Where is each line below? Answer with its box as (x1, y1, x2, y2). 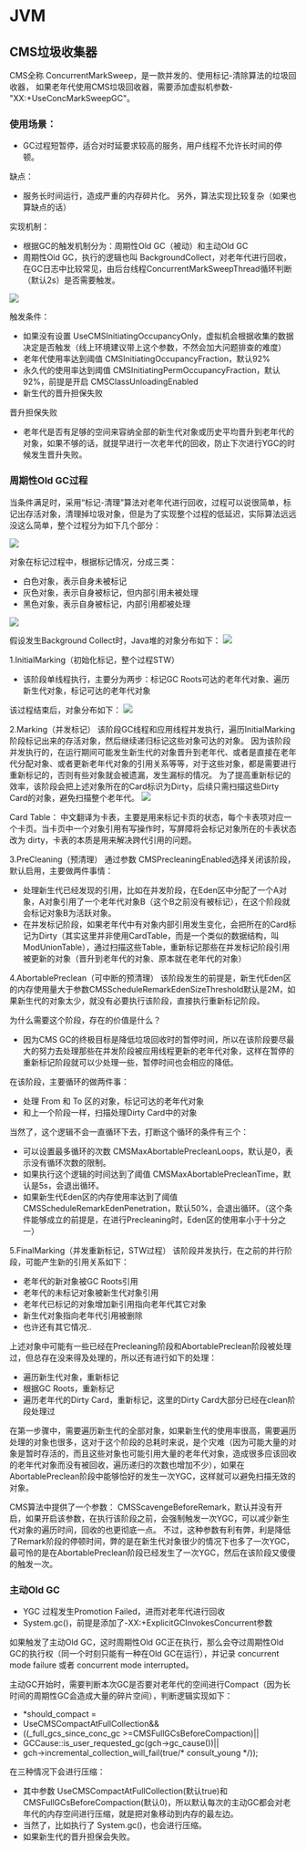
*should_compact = (22, 1708, 97, 1720)
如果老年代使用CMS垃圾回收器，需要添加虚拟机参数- (35, 81, 234, 92)
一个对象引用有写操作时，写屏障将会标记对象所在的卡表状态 (72, 823, 297, 834)
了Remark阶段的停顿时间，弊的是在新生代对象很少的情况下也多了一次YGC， (9, 1535, 294, 1546)
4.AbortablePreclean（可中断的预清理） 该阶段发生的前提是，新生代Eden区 (9, 972, 291, 983)
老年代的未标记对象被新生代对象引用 (22, 1287, 159, 1298)
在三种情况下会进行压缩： (9, 1766, 106, 1777)
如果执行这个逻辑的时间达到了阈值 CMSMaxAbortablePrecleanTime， (22, 1169, 284, 1180)
